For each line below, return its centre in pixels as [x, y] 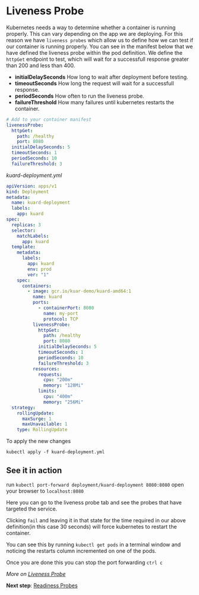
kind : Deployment [28, 192]
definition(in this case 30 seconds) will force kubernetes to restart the [91, 527]
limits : [48, 391]
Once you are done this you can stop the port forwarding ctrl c [84, 562]
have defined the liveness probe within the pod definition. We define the [94, 52]
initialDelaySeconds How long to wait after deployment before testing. [101, 77]
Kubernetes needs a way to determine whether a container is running [91, 27]
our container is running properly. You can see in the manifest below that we [99, 46]
